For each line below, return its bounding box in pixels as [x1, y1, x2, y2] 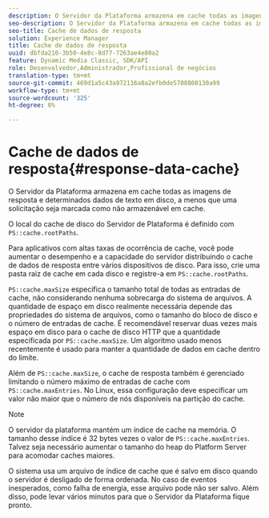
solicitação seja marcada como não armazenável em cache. [8, 204, 206, 214]
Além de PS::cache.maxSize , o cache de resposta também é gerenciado [8, 369, 244, 378]
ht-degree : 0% [8, 101, 56, 109]
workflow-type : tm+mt [8, 86, 81, 95]
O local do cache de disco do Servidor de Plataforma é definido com [8, 219, 235, 229]
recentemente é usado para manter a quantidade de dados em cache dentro [8, 345, 260, 354]
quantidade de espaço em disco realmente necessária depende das [8, 302, 233, 312]
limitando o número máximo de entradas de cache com [8, 377, 191, 386]
